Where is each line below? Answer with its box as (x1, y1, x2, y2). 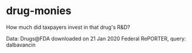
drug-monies (6, 4, 72, 18)
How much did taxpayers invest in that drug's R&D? (6, 24, 130, 31)
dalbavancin (6, 41, 36, 48)
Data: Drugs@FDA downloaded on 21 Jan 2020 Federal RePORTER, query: (6, 35, 186, 42)
